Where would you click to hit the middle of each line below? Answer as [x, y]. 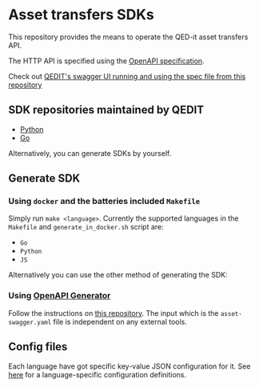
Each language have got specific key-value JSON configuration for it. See [129, 366]
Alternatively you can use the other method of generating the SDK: [118, 275]
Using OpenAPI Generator [60, 296]
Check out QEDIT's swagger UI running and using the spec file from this [127, 76]
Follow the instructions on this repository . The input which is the [114, 313]
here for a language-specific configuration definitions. [98, 374]
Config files [38, 347]
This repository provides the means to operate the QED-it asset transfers [128, 37]
